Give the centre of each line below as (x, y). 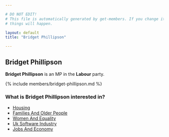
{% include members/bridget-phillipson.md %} (54, 84)
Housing (21, 108)
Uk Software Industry (34, 124)
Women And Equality (34, 118)
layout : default (22, 33)
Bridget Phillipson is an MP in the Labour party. (55, 74)
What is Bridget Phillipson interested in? (55, 97)
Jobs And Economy (33, 129)
